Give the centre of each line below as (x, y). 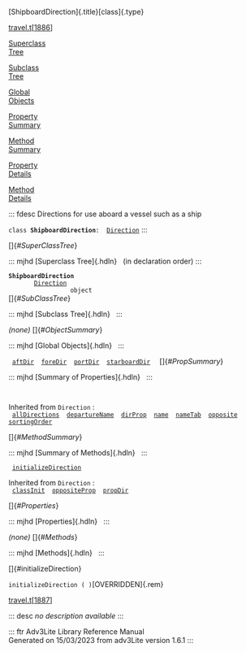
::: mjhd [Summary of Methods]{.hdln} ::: (78, 453)
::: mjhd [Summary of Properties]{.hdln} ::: (80, 377)
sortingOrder (30, 422)
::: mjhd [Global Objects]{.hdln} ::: (66, 346)
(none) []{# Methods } (43, 537)
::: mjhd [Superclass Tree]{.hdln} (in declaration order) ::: (105, 261)
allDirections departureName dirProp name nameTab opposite (125, 415)
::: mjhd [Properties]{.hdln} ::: (59, 521)
